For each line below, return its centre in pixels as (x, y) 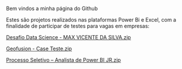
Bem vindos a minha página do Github (52, 8)
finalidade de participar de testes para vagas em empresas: (78, 26)
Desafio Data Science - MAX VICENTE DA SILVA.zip (68, 37)
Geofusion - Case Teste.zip (39, 49)
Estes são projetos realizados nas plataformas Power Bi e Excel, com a (91, 20)
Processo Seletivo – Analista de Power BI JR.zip (63, 60)
